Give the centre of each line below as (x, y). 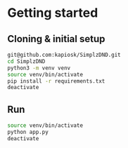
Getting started (53, 13)
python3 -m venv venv (39, 68)
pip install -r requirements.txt (56, 81)
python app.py (28, 132)
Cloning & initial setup (56, 39)
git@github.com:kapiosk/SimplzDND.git (64, 55)
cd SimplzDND (26, 61)
